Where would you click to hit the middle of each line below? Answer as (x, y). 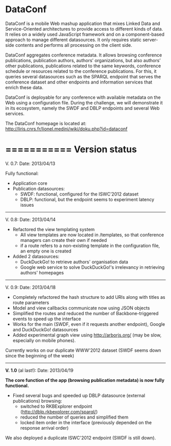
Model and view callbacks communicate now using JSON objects (81, 308)
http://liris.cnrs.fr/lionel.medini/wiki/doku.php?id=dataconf (66, 129)
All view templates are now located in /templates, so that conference (92, 235)
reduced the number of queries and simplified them (74, 417)
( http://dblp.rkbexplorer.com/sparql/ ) (59, 411)
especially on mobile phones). (44, 340)
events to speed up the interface (47, 319)
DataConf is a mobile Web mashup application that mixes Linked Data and (83, 23)
